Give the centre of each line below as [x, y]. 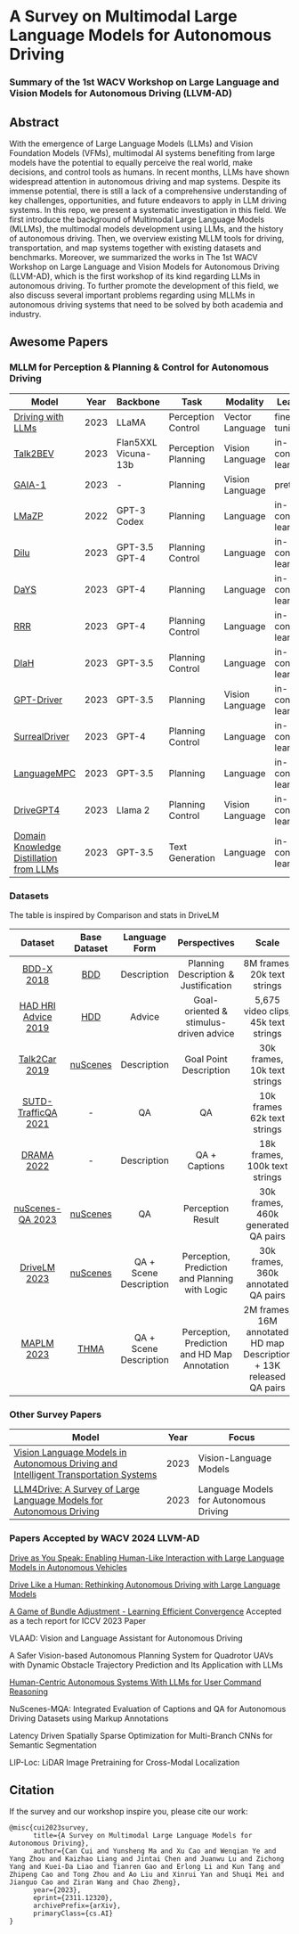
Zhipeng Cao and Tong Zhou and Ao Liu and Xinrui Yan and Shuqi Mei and [147, 1875]
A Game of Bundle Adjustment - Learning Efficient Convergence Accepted [145, 1611]
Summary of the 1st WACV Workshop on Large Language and [144, 82]
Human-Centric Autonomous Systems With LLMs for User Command [135, 1682]
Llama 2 [133, 810]
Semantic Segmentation [53, 1745]
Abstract [34, 122]
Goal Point [206, 1059]
